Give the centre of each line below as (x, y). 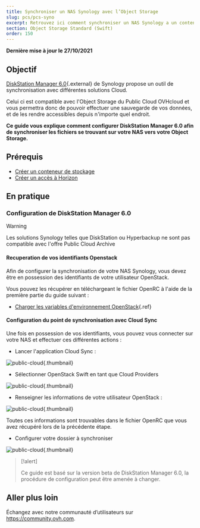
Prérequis (25, 157)
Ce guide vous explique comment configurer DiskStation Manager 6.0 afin (100, 125)
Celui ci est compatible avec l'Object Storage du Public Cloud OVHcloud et (98, 101)
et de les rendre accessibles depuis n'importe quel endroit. (78, 114)
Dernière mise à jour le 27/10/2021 (49, 51)
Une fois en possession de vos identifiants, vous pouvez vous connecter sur (100, 333)
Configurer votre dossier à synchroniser (64, 438)
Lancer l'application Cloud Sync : (55, 351)
